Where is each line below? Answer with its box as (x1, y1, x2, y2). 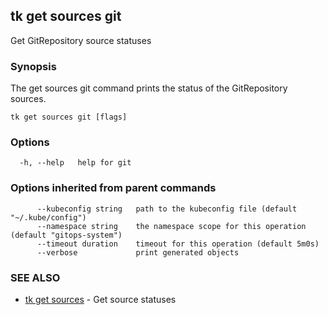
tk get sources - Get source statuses (24, 294, 177, 305)
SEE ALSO (10, 270, 61, 284)
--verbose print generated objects (36, 247, 240, 258)
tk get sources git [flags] (10, 112, 128, 123)
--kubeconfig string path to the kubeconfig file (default (36, 204, 298, 214)
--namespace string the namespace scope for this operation (36, 221, 307, 231)
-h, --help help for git (19, 158, 132, 168)
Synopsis (10, 59, 57, 73)
